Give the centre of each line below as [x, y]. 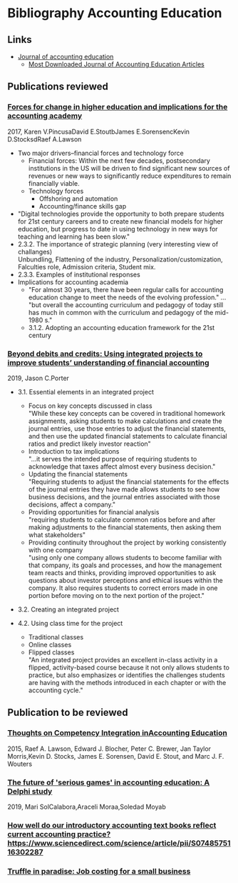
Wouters [20, 764]
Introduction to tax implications [74, 451]
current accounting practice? [59, 834]
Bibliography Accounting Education [115, 13]
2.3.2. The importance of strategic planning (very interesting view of [118, 244]
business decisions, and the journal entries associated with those [124, 497]
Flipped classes [51, 652]
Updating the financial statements [78, 474]
